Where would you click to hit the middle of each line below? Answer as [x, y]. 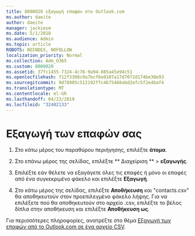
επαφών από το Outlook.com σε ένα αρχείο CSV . [66, 227]
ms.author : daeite [28, 17]
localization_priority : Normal [44, 55]
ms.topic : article [28, 45]
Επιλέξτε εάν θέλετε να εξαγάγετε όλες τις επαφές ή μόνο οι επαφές [100, 173]
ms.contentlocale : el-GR [36, 94]
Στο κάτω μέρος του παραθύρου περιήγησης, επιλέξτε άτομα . [91, 150]
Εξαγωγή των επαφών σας [74, 134]
